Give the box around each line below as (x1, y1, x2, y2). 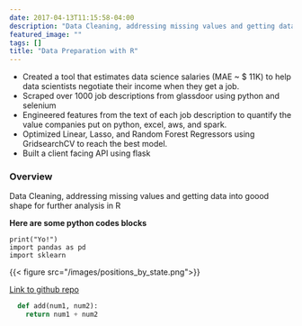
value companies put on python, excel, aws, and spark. (22, 119, 227, 131)
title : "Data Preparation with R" (9, 47, 139, 56)
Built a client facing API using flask (22, 148, 151, 158)
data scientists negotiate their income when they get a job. (22, 81, 240, 92)
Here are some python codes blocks (9, 218, 147, 229)
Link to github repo (9, 285, 79, 295)
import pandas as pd (9, 243, 87, 252)
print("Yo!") (9, 235, 58, 244)
